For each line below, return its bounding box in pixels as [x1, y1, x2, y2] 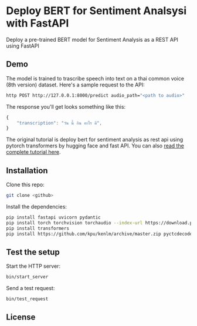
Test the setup [6, 247, 60, 257]
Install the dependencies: [6, 203, 67, 210]
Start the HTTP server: [6, 263, 60, 270]
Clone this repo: [6, 181, 45, 189]
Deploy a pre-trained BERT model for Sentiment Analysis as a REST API [6, 36, 179, 43]
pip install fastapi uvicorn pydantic [6, 214, 101, 220]
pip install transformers [6, 225, 69, 231]
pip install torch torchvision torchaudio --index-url [6, 220, 143, 226]
